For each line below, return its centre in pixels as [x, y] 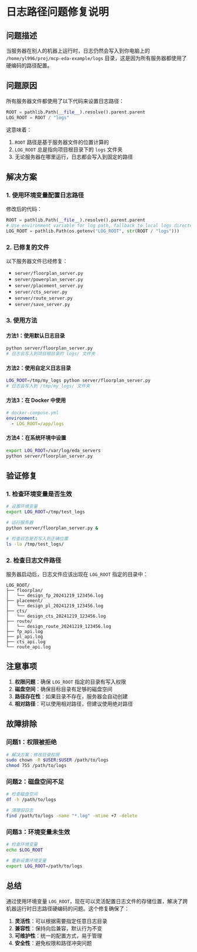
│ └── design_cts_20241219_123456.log [56, 616]
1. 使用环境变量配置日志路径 [45, 195]
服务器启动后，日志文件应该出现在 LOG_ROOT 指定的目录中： [77, 574]
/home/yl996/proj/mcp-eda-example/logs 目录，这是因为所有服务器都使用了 [96, 58]
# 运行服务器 [20, 523]
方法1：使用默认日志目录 [36, 335]
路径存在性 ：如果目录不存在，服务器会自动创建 [71, 696]
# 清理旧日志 [20, 810]
